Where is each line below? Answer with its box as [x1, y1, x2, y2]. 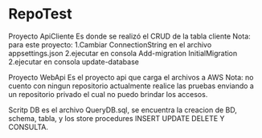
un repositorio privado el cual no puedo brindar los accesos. [8, 89, 208, 99]
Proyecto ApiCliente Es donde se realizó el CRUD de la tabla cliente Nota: [8, 31, 251, 41]
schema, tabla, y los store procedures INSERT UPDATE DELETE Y [8, 113, 225, 123]
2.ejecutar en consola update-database [8, 57, 139, 67]
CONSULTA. [8, 122, 48, 132]
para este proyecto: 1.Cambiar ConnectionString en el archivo [8, 39, 212, 49]
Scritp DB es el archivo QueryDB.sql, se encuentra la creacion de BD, [8, 105, 237, 115]
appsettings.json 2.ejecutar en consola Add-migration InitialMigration [8, 48, 238, 58]
